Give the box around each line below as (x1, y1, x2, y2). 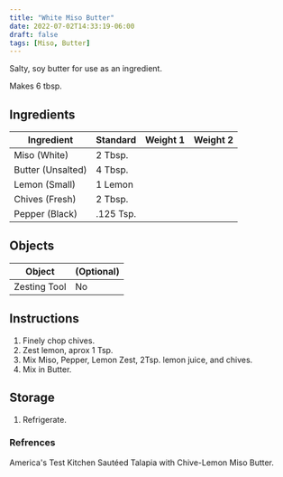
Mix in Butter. (22, 363, 72, 375)
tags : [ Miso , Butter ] (9, 38, 91, 48)
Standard (96, 134, 137, 146)
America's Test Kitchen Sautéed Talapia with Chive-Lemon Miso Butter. (9, 457, 275, 468)
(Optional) (75, 265, 120, 277)
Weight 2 (193, 134, 234, 146)
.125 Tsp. (96, 208, 137, 220)
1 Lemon (96, 178, 133, 191)
